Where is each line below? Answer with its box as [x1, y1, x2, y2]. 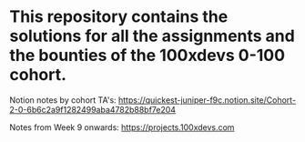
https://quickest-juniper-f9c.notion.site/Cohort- [117, 94, 297, 106]
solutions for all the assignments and [9, 25, 296, 46]
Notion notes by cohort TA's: [9, 94, 117, 106]
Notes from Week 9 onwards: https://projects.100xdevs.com [9, 121, 235, 133]
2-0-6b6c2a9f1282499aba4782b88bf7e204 [9, 104, 176, 115]
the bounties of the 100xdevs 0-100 [9, 46, 285, 66]
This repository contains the [9, 6, 229, 27]
